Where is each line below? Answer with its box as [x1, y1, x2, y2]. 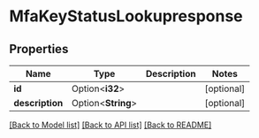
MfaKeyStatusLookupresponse [9, 6, 243, 27]
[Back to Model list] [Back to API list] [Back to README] [9, 119, 212, 130]
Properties [9, 42, 69, 57]
